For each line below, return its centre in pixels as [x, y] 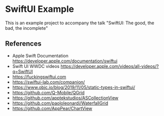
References [23, 44]
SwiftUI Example [40, 9]
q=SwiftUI [23, 71]
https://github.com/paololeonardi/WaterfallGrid [60, 103]
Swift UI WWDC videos [36, 66]
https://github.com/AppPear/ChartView [52, 108]
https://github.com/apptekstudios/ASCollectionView [65, 98]
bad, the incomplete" [27, 28]
